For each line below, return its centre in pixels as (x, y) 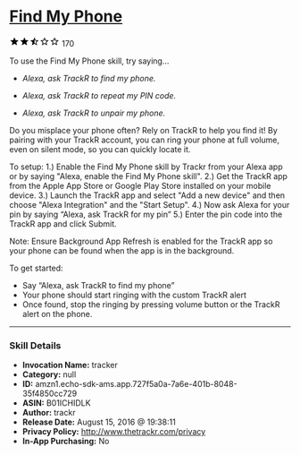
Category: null (49, 374)
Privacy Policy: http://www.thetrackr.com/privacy (114, 432)
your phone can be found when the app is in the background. (122, 250)
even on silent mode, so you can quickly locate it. (100, 149)
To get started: (37, 268)
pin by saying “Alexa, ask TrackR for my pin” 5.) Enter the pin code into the (146, 214)
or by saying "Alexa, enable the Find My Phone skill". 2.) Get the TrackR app (149, 176)
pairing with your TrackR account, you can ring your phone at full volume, (144, 140)
